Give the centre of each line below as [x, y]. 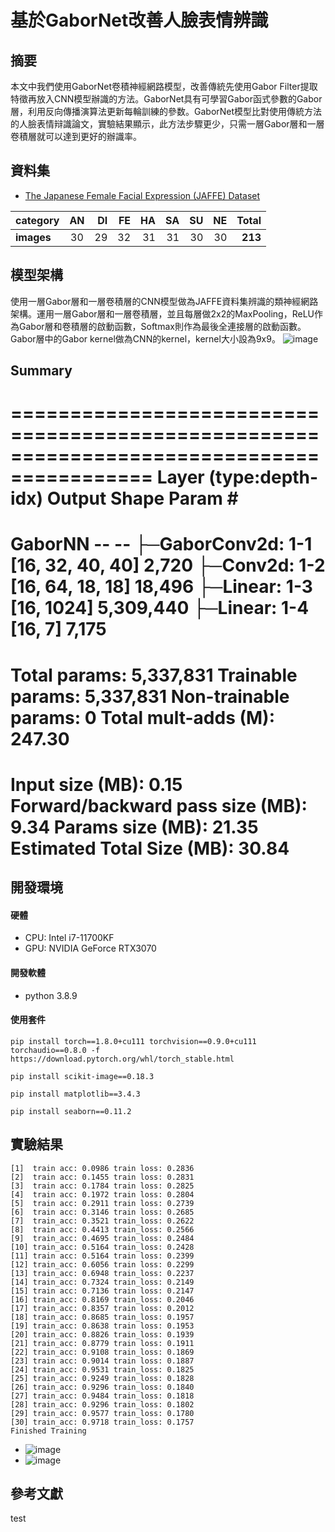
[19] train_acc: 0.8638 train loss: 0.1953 [102, 1326]
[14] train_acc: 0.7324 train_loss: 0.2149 [102, 1282]
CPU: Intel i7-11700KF [69, 938]
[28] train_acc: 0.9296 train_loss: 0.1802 [102, 1404]
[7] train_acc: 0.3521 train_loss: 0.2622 [102, 1221]
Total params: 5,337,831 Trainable [154, 675]
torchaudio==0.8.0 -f [55, 1050]
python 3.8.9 [51, 995]
